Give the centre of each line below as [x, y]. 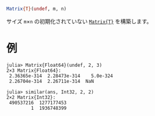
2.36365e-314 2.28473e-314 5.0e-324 [61, 76]
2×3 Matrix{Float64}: [34, 71]
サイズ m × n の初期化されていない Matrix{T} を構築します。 [79, 21]
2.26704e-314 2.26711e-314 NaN [52, 81]
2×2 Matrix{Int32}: [31, 97]
